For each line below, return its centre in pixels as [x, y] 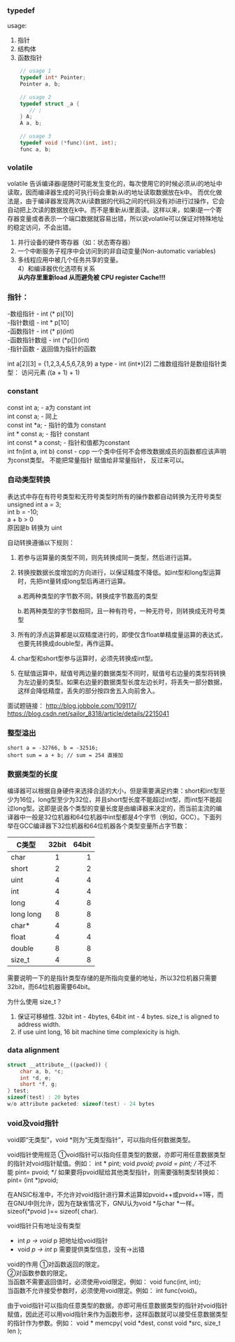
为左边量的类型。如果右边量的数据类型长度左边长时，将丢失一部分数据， [121, 682]
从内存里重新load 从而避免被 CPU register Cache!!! [91, 277]
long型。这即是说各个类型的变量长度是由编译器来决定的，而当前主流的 [114, 808]
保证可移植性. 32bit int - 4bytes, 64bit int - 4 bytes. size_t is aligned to [118, 1016]
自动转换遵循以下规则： [41, 542]
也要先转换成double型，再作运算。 [67, 643]
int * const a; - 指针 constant [48, 434]
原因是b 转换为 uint [35, 528]
